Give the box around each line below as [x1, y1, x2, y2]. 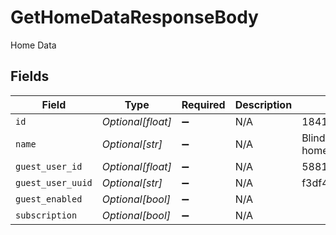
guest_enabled [15, 193, 83, 205]
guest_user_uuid [15, 177, 93, 188]
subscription [15, 209, 78, 221]
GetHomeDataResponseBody [10, 6, 259, 29]
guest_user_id [15, 161, 83, 172]
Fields [10, 68, 50, 85]
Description [234, 97, 293, 111]
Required [181, 97, 226, 111]
